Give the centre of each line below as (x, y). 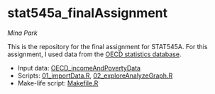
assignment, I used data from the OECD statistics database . (94, 54)
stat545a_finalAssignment (88, 13)
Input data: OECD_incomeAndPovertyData (79, 68)
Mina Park (22, 33)
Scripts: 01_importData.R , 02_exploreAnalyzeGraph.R (95, 75)
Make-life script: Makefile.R (58, 83)
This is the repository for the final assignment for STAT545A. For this (107, 46)
